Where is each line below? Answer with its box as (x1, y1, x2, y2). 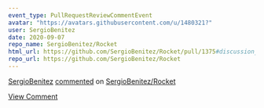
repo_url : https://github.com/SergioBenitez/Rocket (8, 56, 181, 63)
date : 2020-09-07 (8, 33, 65, 41)
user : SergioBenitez (8, 26, 76, 34)
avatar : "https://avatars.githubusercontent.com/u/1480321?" (8, 19, 213, 27)
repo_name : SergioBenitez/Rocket (8, 41, 118, 49)
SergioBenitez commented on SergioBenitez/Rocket (8, 76, 176, 86)
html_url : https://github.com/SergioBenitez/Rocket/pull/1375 (8, 48, 216, 56)
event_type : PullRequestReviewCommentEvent (8, 11, 153, 20)
